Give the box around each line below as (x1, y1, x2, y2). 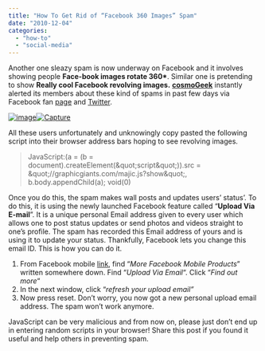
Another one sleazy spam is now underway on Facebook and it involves (8, 63, 244, 73)
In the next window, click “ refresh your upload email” (19, 285, 194, 294)
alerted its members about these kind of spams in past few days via (8, 89, 230, 98)
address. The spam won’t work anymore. (19, 302, 154, 311)
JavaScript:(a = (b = (27, 152, 94, 162)
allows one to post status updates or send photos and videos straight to (8, 219, 244, 228)
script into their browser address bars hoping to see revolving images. (8, 136, 239, 146)
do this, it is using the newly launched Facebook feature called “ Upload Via (8, 201, 255, 211)
